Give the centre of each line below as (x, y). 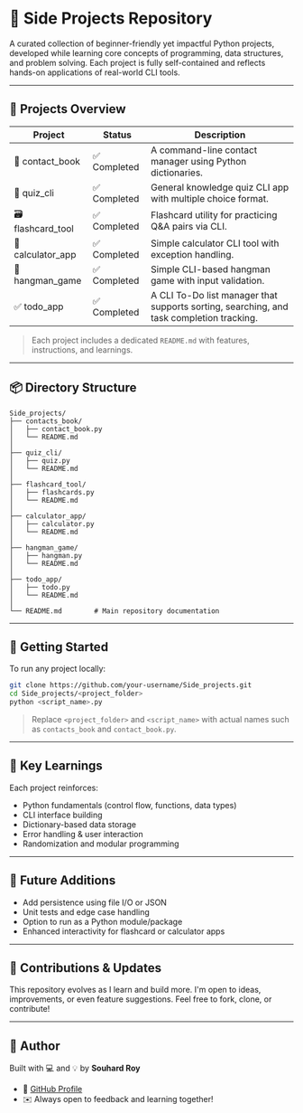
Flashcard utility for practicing (214, 215)
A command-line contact (204, 150)
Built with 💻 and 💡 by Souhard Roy (75, 1068)
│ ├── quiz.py (40, 460)
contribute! (30, 1009)
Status (117, 135)
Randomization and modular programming (101, 844)
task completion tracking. (204, 317)
